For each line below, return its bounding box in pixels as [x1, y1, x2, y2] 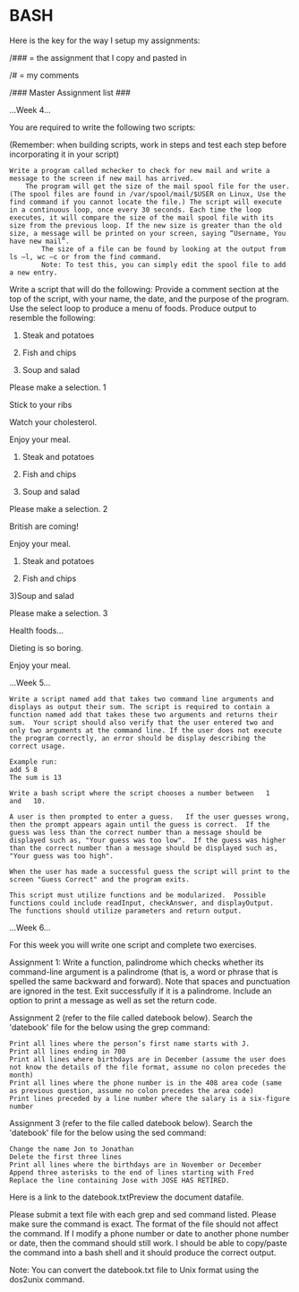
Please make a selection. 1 [9, 382, 107, 393]
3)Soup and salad [9, 590, 74, 601]
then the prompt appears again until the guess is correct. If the [9, 819, 270, 829]
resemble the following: [9, 312, 96, 323]
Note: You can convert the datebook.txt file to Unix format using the [9, 1264, 260, 1275]
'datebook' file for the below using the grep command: [9, 1021, 210, 1032]
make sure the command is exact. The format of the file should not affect [9, 1218, 279, 1229]
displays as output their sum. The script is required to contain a [9, 702, 270, 711]
